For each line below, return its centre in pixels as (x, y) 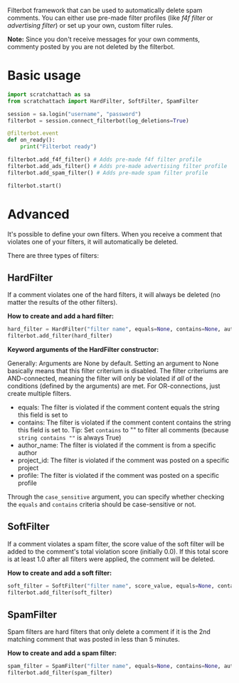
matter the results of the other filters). (63, 303)
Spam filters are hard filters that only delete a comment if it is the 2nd (109, 632)
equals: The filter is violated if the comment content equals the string (119, 407)
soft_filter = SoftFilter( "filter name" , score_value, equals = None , (111, 586)
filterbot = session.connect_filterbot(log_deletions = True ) (99, 120)
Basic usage (44, 76)
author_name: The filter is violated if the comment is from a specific (117, 445)
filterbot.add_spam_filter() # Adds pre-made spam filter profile (108, 173)
